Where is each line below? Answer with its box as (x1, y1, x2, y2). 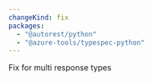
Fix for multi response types (8, 62, 112, 73)
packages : (8, 21, 46, 30)
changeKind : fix (8, 12, 69, 22)
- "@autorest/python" (16, 29, 98, 38)
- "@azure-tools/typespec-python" (16, 37, 145, 47)
